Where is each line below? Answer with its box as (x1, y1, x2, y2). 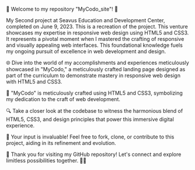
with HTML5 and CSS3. (6, 78, 62, 85)
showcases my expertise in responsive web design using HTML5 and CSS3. (6, 29, 189, 36)
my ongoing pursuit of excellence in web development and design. (6, 48, 166, 55)
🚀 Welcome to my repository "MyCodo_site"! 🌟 (6, 6, 119, 12)
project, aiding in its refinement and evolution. (6, 140, 117, 146)
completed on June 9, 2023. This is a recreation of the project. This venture (6, 23, 188, 30)
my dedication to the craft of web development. (6, 96, 121, 102)
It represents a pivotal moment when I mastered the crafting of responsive (6, 36, 184, 42)
